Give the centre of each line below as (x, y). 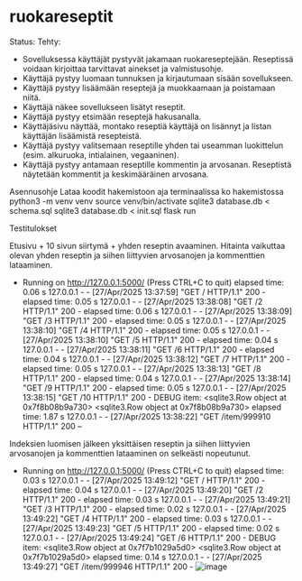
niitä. (32, 97)
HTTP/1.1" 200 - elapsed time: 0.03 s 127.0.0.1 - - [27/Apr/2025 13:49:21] (156, 499)
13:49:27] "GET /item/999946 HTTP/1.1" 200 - (108, 567)
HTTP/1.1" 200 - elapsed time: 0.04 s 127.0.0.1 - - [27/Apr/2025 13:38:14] (156, 378)
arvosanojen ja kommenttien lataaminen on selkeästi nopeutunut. (130, 453)
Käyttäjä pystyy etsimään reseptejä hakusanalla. (112, 116)
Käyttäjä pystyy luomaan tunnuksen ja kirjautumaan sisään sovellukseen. (158, 78)
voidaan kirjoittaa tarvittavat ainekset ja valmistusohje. (123, 69)
